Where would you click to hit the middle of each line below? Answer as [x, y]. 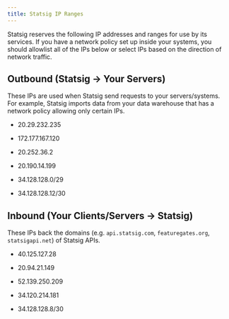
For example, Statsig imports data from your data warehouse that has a [111, 103]
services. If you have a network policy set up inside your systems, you [110, 41]
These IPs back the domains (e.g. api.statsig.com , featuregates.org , [108, 233]
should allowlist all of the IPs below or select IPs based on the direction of [114, 49]
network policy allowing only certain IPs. [66, 111]
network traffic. [30, 57]
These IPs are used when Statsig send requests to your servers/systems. [114, 96]
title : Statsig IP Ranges [45, 14]
